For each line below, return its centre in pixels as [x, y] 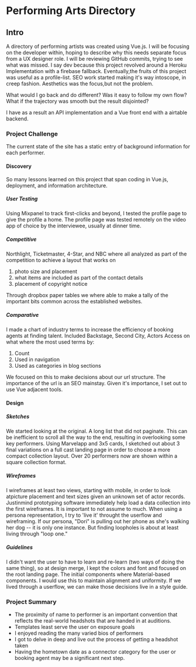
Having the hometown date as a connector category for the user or [95, 652]
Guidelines [20, 547]
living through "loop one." [37, 534]
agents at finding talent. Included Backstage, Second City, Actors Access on [98, 336]
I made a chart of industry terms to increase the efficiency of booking [90, 330]
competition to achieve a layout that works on [61, 260]
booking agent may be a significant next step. [70, 658]
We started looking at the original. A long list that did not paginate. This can [97, 431]
